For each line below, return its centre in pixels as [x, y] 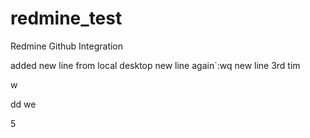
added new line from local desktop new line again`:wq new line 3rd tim [155, 65]
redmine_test [66, 18]
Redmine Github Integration [67, 46]
